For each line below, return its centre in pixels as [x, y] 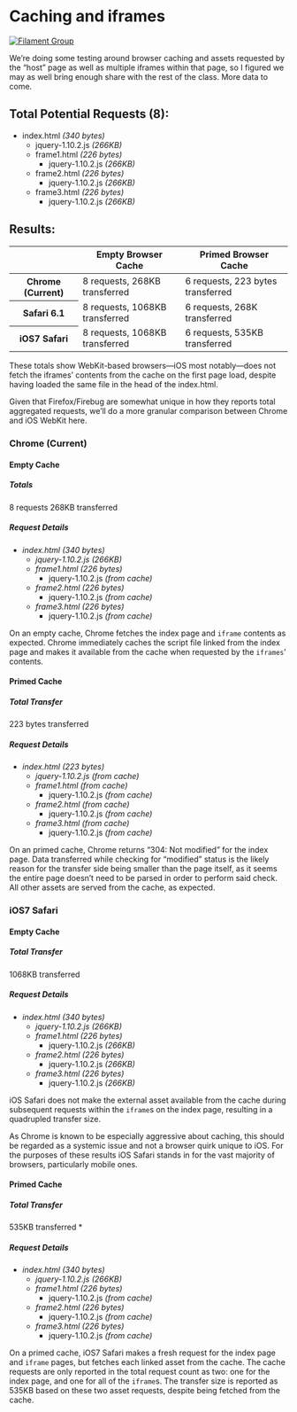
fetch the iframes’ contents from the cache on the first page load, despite [143, 375]
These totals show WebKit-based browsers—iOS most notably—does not [143, 366]
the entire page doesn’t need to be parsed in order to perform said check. [144, 878]
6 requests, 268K [221, 308]
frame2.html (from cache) [82, 805]
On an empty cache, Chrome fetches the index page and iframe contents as [148, 633]
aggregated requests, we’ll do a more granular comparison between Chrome [148, 411]
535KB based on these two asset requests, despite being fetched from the [145, 1391]
